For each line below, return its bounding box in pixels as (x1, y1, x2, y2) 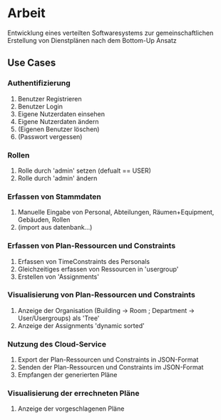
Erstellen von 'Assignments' (17, 272, 100, 281)
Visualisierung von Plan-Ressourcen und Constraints (7, 290, 196, 300)
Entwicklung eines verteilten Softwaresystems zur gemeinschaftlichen (7, 29, 214, 37)
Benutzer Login (17, 102, 63, 111)
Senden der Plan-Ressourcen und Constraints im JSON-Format (17, 363, 204, 372)
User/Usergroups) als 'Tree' (17, 314, 100, 322)
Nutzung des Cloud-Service (7, 339, 107, 349)
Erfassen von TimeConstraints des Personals (17, 257, 150, 265)
